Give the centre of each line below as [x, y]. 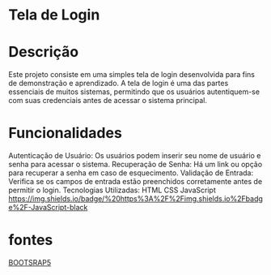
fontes [31, 240]
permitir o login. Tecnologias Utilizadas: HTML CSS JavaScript [112, 190]
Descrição [44, 52]
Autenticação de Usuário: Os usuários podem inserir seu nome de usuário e [135, 156]
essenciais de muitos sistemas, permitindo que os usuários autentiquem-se [134, 92]
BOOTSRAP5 [30, 262]
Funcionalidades [66, 133]
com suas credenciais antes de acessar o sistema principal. [108, 101]
